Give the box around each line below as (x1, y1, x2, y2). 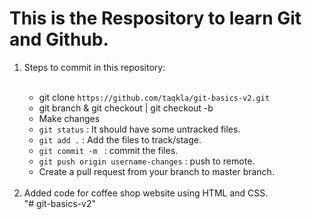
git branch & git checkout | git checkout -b (38, 102, 214, 114)
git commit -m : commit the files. (38, 144, 179, 156)
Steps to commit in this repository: (23, 61, 166, 73)
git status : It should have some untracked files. (38, 123, 241, 135)
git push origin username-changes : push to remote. (38, 155, 256, 167)
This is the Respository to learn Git (9, 7, 302, 30)
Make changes (38, 112, 101, 124)
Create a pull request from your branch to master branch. (38, 165, 275, 177)
